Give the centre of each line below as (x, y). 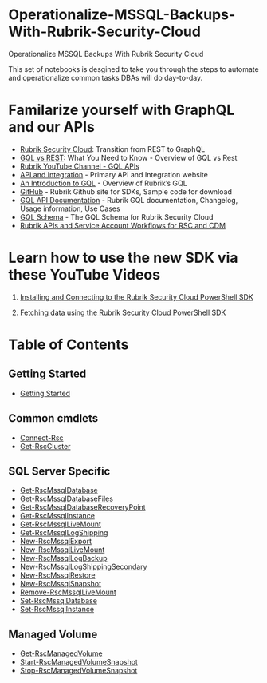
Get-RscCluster (45, 446)
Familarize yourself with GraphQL (122, 110)
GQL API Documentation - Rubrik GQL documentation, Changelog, (129, 200)
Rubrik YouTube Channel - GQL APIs (79, 166)
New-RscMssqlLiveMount (62, 550)
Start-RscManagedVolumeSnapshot (79, 662)
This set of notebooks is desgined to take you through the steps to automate (133, 69)
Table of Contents (69, 344)
